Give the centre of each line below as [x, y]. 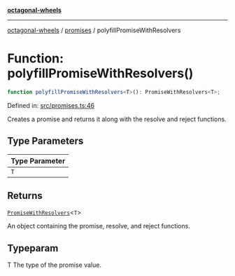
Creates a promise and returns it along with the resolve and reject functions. [117, 119]
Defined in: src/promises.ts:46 [51, 105]
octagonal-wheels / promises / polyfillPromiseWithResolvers [94, 30]
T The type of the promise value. [54, 265]
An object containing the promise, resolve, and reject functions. [99, 226]
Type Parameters [45, 141]
